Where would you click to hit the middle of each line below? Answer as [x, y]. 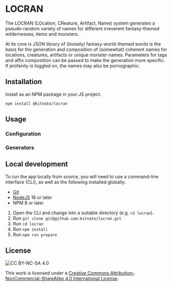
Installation [24, 82]
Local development [37, 164]
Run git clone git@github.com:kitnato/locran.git [67, 218]
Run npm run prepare [35, 234]
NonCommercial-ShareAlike [35, 278]
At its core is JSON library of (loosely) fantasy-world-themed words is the [83, 44]
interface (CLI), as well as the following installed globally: [65, 182]
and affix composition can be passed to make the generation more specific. [85, 60]
